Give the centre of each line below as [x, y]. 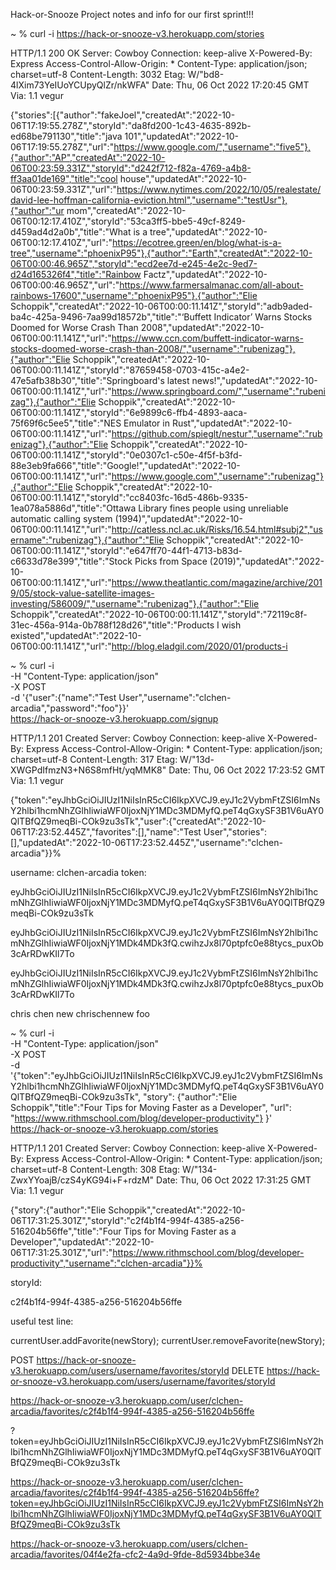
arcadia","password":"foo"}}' [70, 708]
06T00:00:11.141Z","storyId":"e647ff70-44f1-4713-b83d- [126, 550]
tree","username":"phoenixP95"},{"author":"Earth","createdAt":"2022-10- [161, 253]
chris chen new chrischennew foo [80, 1013]
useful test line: [42, 1321]
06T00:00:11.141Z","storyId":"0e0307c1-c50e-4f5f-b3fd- [126, 455]
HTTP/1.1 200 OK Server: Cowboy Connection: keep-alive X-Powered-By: [161, 53]
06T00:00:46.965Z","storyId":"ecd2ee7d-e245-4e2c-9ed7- [134, 263]
